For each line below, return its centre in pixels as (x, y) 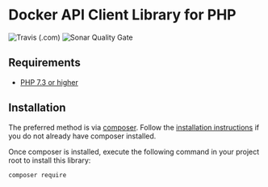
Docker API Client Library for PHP (122, 15)
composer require (38, 175)
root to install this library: (50, 160)
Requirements (44, 63)
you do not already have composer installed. (82, 136)
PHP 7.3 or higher (49, 82)
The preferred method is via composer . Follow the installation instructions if (134, 127)
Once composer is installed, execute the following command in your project (134, 151)
